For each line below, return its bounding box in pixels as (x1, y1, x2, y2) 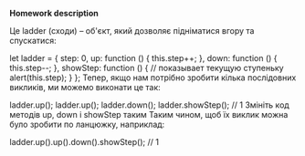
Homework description (9, 8, 99, 18)
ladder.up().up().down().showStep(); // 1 (9, 137, 160, 147)
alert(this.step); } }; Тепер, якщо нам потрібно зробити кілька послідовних (9, 72, 297, 83)
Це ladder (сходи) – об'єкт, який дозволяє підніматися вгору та (9, 26, 255, 36)
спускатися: (9, 36, 57, 46)
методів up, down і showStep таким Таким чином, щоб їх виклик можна (9, 109, 289, 120)
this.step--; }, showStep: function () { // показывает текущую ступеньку (9, 63, 285, 73)
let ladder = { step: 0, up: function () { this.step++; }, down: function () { (9, 53, 278, 63)
